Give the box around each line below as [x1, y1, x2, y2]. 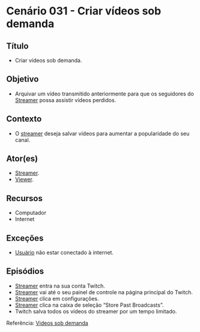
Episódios [6, 266, 44, 277]
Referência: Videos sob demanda [6, 319, 88, 327]
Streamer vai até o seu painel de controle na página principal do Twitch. [14, 288, 193, 295]
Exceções [6, 233, 44, 243]
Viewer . [14, 176, 34, 183]
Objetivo [6, 74, 39, 85]
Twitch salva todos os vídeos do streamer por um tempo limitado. [14, 307, 177, 315]
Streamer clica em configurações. [14, 295, 99, 302]
